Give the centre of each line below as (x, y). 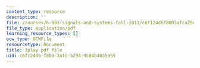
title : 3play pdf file (34, 50)
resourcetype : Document (36, 45)
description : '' (26, 17)
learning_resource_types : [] (42, 34)
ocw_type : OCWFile (29, 39)
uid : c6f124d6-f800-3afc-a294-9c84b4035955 (61, 56)
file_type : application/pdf (41, 28)
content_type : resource (36, 12)
